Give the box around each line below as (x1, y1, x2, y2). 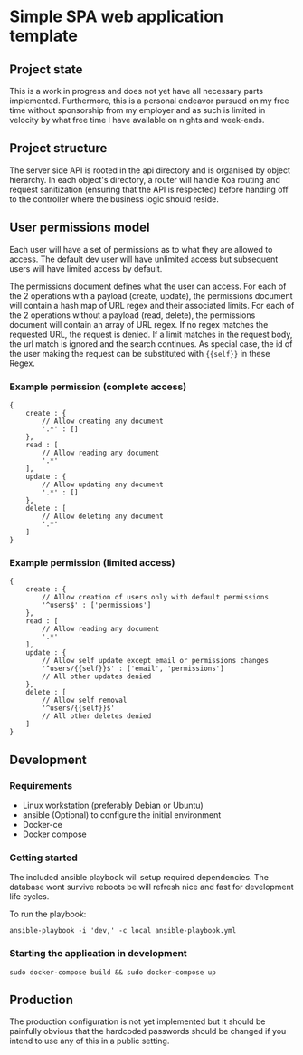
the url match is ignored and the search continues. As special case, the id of (9, 338, 293, 350)
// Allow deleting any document (42, 512, 165, 521)
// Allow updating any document (42, 480, 165, 489)
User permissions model (9, 220, 150, 235)
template (9, 25, 79, 46)
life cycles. (9, 891, 50, 902)
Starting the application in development (9, 947, 187, 960)
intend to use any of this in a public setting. (9, 1035, 170, 1047)
